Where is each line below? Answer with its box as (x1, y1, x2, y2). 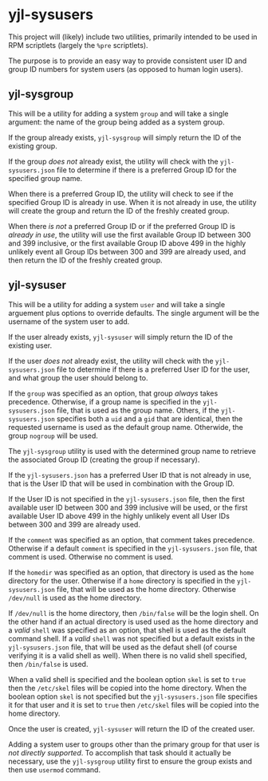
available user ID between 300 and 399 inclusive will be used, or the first (8, 503, 248, 512)
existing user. (8, 341, 53, 350)
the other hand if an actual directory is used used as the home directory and (8, 617, 258, 626)
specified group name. (8, 173, 83, 183)
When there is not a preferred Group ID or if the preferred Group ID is (8, 221, 235, 231)
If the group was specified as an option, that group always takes (8, 389, 219, 398)
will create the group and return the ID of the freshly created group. (8, 206, 230, 215)
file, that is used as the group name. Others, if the (57, 405, 219, 415)
